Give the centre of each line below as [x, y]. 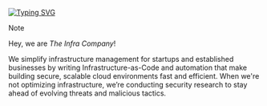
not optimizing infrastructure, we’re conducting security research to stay [128, 85]
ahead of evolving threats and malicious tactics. [87, 93]
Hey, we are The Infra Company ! [62, 43]
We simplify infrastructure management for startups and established [121, 59]
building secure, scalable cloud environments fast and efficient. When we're [134, 76]
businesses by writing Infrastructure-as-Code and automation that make [128, 67]
